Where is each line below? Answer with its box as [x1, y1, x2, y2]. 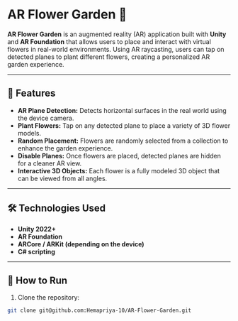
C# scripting [17, 247, 55, 256]
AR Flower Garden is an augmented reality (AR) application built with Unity [7, 30, 227, 38]
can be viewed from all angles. [17, 174, 108, 183]
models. [17, 129, 42, 137]
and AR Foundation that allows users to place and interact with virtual [7, 37, 211, 45]
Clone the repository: [17, 293, 80, 302]
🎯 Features [7, 87, 56, 99]
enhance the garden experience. [17, 143, 113, 152]
